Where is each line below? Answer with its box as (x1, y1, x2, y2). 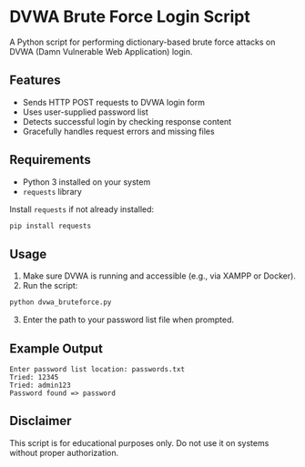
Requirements (9, 152, 91, 168)
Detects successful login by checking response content (22, 116, 232, 127)
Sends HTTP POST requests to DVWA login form (22, 96, 205, 107)
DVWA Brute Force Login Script (9, 6, 250, 27)
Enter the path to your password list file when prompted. (22, 314, 235, 325)
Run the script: (22, 280, 78, 291)
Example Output (9, 340, 103, 356)
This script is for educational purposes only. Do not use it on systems (9, 437, 269, 448)
